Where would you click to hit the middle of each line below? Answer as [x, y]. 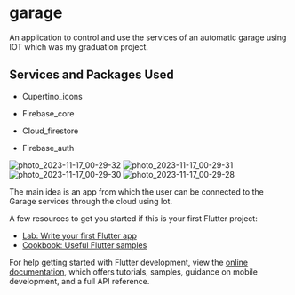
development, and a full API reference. [80, 281]
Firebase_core [48, 113]
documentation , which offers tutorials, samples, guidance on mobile [133, 271]
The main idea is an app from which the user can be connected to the [136, 191]
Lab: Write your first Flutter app [80, 235]
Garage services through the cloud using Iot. [91, 201]
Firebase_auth [48, 147]
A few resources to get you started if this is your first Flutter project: [133, 218]
